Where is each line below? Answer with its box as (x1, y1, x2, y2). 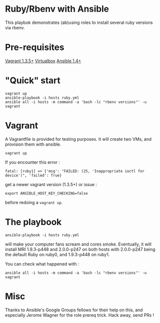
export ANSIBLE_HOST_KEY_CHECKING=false (5, 191, 89, 196)
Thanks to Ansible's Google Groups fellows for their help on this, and (5, 307, 143, 313)
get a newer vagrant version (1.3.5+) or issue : (5, 181, 97, 187)
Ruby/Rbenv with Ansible (5, 3, 109, 15)
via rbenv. (5, 24, 25, 30)
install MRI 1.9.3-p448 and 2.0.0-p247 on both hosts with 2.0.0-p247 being (5, 246, 156, 252)
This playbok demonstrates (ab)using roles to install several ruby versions (5, 19, 153, 25)
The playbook (5, 216, 62, 228)
